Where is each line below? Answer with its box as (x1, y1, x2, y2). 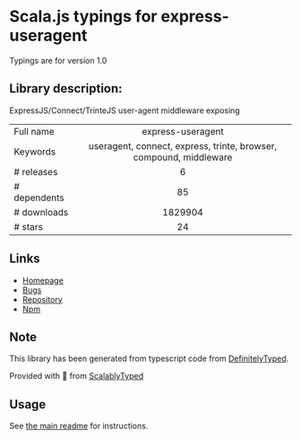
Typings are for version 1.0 (9, 55, 107, 66)
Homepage (21, 275, 64, 285)
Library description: (9, 81, 123, 96)
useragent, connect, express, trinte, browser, (88, 139, 278, 152)
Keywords (13, 145, 56, 158)
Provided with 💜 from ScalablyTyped (9, 371, 144, 382)
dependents (13, 191, 64, 204)
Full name (13, 125, 56, 137)
